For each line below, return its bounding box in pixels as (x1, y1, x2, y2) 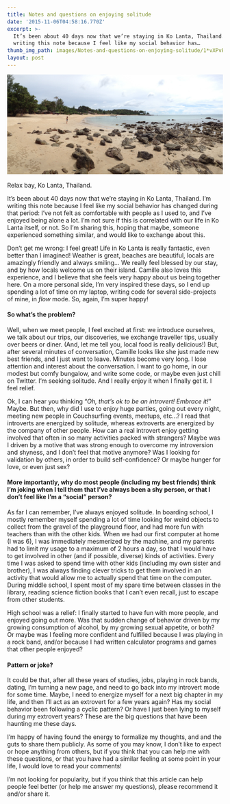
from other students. (7, 596, 65, 604)
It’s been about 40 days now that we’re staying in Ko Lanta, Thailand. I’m (7, 194, 212, 202)
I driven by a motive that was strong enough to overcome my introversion (7, 440, 214, 449)
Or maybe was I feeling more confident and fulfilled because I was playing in (7, 631, 223, 639)
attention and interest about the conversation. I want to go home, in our (7, 362, 207, 370)
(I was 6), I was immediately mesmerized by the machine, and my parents (7, 538, 215, 546)
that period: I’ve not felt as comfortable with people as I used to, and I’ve (7, 209, 212, 217)
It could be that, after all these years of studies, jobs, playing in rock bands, (7, 676, 219, 684)
